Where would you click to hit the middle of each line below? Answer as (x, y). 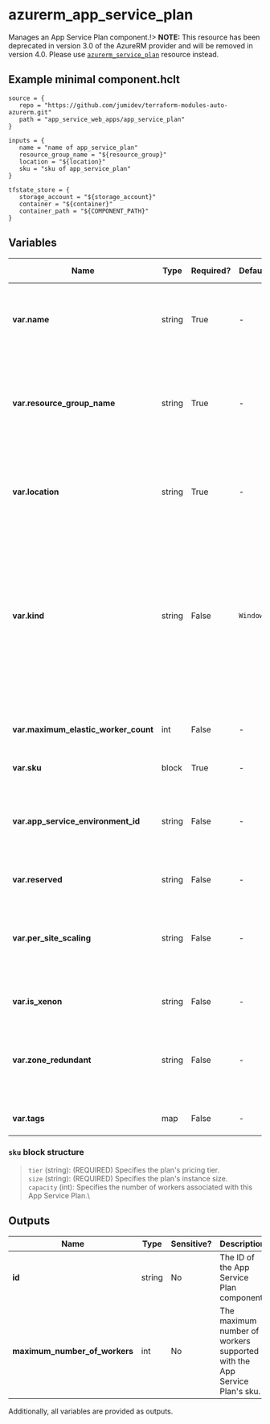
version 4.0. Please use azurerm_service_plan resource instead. (114, 54)
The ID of (237, 1257)
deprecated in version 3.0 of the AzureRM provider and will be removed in (131, 45)
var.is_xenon (37, 1001)
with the (235, 1361)
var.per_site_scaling (51, 938)
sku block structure (46, 1152)
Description (243, 1243)
